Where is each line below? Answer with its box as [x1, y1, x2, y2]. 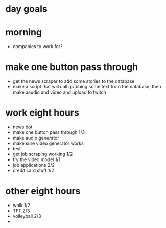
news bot [12, 124, 33, 130]
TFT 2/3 [12, 208, 30, 214]
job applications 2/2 [12, 162, 55, 168]
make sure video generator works [12, 140, 84, 146]
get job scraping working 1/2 [12, 151, 73, 157]
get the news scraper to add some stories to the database [12, 78, 135, 84]
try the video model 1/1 [12, 156, 61, 163]
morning [5, 27, 42, 38]
